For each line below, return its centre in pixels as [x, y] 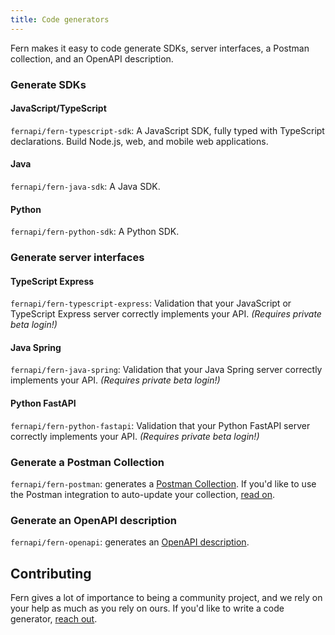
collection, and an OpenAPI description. [92, 58]
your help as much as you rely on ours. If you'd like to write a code [147, 608]
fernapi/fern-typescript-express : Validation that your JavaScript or [151, 303]
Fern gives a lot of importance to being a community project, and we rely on [166, 598]
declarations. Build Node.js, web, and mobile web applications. [139, 141]
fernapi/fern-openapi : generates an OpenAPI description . [130, 542]
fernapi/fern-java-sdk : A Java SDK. [85, 186]
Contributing [51, 573]
